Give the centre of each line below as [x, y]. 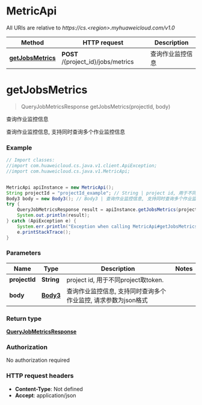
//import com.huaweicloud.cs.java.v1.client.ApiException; [82, 166]
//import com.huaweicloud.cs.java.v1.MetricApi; [68, 171]
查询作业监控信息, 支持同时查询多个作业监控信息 [66, 132]
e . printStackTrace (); [44, 232]
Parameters [23, 253]
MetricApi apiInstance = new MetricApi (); [60, 187]
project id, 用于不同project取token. [115, 279]
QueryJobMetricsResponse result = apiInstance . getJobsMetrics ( [98, 210]
